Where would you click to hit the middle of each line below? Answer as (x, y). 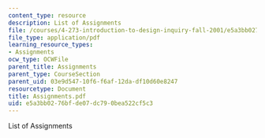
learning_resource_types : (50, 45)
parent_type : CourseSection (54, 74)
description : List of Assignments (65, 23)
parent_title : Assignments (52, 67)
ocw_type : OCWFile (38, 60)
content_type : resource (47, 15)
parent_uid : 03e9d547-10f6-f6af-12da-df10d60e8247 (93, 81)
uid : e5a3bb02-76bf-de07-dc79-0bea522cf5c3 (81, 103)
